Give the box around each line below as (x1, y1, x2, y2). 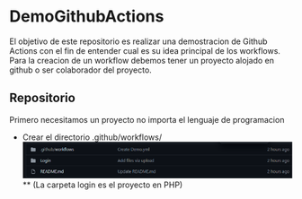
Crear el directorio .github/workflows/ (22, 132, 163, 143)
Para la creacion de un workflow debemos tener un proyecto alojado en (9, 55, 274, 65)
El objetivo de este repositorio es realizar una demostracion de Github (9, 36, 268, 47)
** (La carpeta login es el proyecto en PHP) (22, 179, 183, 190)
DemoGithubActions (9, 6, 164, 27)
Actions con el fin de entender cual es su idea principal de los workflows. (9, 45, 281, 56)
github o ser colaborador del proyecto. (9, 65, 153, 75)
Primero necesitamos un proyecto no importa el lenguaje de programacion (9, 114, 285, 125)
